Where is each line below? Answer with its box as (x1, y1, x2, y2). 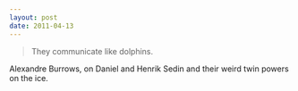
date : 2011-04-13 (9, 21, 74, 30)
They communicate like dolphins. (30, 45, 154, 56)
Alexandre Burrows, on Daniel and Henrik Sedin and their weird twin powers (9, 63, 289, 74)
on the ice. (9, 72, 49, 83)
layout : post (9, 12, 58, 22)
